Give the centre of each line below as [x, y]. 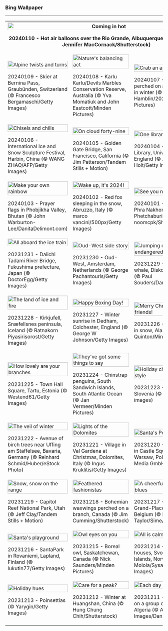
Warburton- [22, 223]
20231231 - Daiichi [32, 254]
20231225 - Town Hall [35, 384]
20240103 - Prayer [31, 203]
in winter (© [148, 92]
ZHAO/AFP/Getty [27, 165]
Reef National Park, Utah [36, 508]
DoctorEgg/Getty [28, 279]
